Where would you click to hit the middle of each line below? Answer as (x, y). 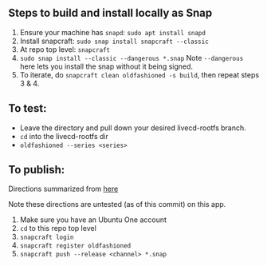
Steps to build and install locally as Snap (110, 13)
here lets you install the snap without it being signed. (106, 66)
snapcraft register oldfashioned (75, 246)
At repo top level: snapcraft (65, 49)
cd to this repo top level (58, 228)
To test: (27, 108)
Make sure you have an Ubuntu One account (93, 220)
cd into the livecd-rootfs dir (64, 136)
